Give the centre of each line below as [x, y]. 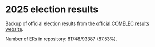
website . [14, 29]
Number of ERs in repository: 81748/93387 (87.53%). [61, 39]
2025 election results [52, 9]
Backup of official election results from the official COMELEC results [77, 24]
